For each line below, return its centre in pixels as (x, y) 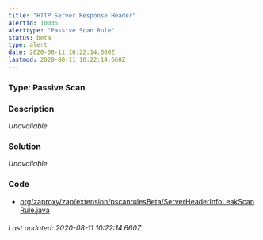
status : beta (30, 38)
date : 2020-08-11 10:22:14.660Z (61, 52)
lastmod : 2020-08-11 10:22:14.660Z (67, 60)
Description (31, 109)
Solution (25, 147)
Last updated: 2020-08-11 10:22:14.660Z (75, 228)
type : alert (28, 45)
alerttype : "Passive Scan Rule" (61, 30)
